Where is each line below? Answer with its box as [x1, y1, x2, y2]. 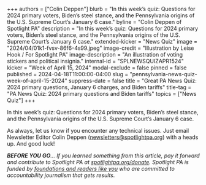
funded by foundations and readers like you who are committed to [7, 165, 175, 172]
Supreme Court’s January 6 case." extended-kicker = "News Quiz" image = [7, 38, 198, 45]
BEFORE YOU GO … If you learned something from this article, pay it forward [7, 152, 200, 159]
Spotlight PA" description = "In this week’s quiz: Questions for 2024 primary [7, 25, 199, 32]
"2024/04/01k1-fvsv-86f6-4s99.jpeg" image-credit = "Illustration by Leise [7, 44, 194, 52]
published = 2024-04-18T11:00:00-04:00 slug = [7, 71, 129, 77]
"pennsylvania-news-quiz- [129, 71, 198, 77]
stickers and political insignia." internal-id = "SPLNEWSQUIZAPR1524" [7, 58, 185, 65]
